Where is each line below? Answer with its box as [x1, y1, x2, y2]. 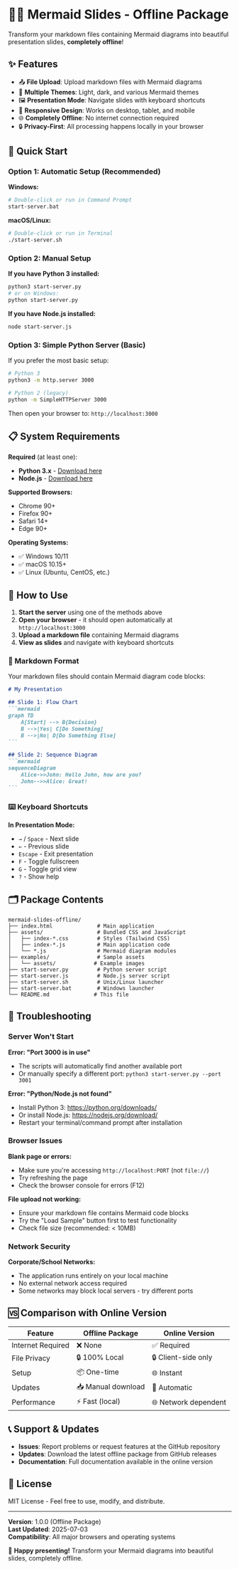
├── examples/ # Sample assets [8, 953, 145, 960]
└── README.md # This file [8, 991, 130, 998]
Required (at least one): [8, 453, 77, 461]
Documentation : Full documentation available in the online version [18, 1457, 213, 1466]
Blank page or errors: [8, 1152, 72, 1160]
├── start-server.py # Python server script [8, 966, 167, 973]
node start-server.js [8, 323, 72, 330]
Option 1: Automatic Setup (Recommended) [8, 167, 161, 177]
